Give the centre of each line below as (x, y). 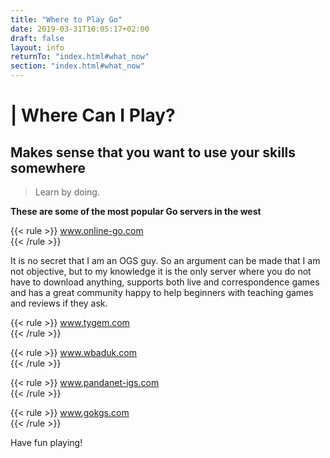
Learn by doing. (67, 192)
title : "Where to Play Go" (66, 19)
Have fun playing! (46, 442)
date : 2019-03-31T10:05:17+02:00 (80, 29)
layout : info (37, 47)
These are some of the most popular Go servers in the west (136, 211)
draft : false (37, 38)
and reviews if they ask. (59, 303)
